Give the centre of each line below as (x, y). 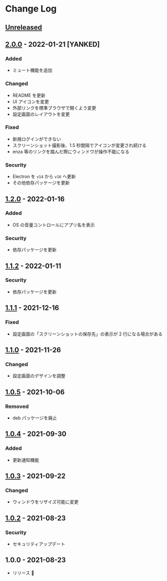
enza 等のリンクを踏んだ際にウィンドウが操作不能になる (71, 151)
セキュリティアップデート (39, 544)
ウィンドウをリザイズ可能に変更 (45, 502)
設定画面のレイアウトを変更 (41, 114)
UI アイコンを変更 (31, 102)
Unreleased (24, 27)
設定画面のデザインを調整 (39, 376)
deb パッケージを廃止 (35, 418)
